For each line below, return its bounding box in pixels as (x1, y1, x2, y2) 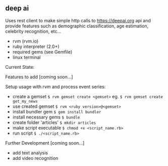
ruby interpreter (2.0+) (12, 43, 60, 50)
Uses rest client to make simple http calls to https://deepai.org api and (5, 17, 151, 23)
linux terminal (12, 54, 41, 60)
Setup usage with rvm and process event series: (5, 84, 106, 90)
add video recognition (12, 155, 59, 161)
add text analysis (12, 149, 48, 156)
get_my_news (12, 99, 38, 104)
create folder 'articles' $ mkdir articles (12, 119, 96, 126)
